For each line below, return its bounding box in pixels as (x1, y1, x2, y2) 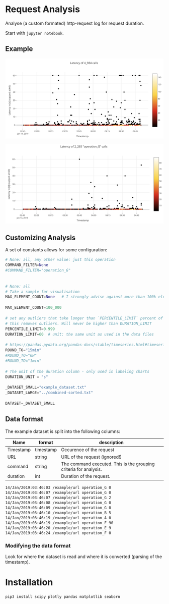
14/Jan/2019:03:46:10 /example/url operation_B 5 (5, 510, 112, 515)
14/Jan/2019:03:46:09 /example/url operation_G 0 (5, 505, 112, 510)
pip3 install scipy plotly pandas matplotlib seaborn (5, 594, 121, 599)
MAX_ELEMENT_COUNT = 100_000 (5, 305, 62, 310)
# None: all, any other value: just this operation (5, 257, 116, 262)
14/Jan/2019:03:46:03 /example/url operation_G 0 (5, 485, 112, 490)
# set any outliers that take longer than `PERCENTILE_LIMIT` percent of (5, 315, 163, 321)
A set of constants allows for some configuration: (5, 247, 107, 253)
